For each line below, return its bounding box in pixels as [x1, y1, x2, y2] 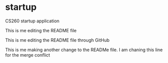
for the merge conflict [5, 52, 50, 58]
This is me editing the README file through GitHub [5, 37, 110, 43]
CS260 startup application [5, 18, 60, 24]
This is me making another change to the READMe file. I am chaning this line [5, 47, 163, 53]
